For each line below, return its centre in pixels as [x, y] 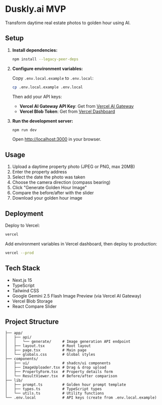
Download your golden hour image [47, 198]
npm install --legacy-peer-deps [45, 59]
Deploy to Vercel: [23, 225]
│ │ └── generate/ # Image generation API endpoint [68, 342]
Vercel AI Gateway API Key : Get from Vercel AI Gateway [77, 106]
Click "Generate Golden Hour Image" [50, 188]
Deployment [24, 214]
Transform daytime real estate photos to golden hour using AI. [68, 23]
